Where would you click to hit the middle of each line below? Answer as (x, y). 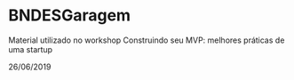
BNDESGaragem (69, 16)
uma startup (31, 49)
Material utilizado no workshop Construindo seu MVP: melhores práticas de (147, 40)
